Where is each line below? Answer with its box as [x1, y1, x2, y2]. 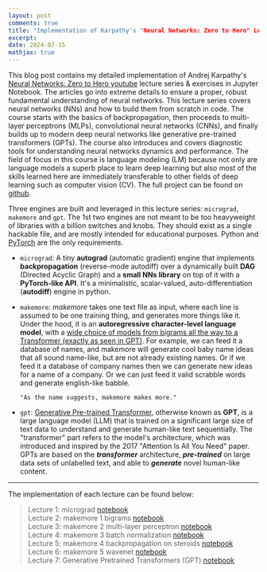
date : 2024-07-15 [8, 41, 66, 49]
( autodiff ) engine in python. [19, 287, 111, 296]
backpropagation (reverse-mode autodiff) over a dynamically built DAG [19, 261, 256, 271]
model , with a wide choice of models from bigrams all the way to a [19, 327, 238, 337]
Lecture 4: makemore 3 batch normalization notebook [27, 530, 204, 539]
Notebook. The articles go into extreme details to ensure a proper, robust [8, 87, 247, 96]
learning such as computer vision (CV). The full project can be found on [8, 180, 244, 189]
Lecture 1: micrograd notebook [27, 505, 129, 514]
